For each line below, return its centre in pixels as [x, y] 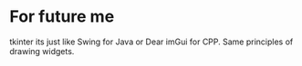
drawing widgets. [42, 51]
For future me [62, 17]
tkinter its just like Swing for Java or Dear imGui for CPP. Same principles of [151, 42]
